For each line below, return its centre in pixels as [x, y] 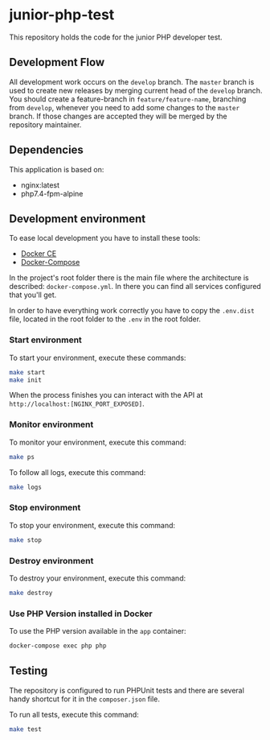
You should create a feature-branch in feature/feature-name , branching [128, 99]
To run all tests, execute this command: [74, 714]
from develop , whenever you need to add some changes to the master [125, 107]
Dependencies [46, 150]
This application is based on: [57, 169]
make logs [26, 487]
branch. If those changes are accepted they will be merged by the [118, 116]
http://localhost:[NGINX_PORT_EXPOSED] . [77, 403]
